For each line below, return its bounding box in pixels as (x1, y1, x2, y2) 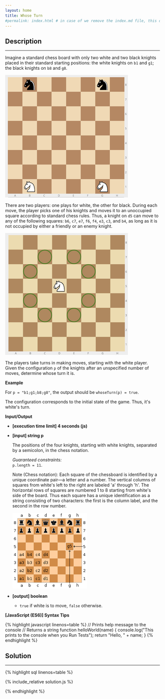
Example (5, 380, 24, 386)
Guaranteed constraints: (12, 457, 62, 463)
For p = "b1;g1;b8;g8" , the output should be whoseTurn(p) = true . (5, 390, 139, 395)
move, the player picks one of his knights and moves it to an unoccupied (5, 208, 152, 214)
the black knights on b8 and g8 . (5, 65, 68, 71)
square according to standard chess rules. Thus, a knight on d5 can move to (5, 213, 159, 219)
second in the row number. (12, 503, 67, 509)
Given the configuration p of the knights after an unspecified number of (5, 365, 149, 371)
